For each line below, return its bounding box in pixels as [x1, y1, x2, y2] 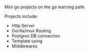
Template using [11, 38, 43, 44]
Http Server [11, 23, 35, 28]
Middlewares [11, 43, 38, 49]
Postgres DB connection [11, 33, 60, 39]
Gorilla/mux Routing [11, 28, 51, 33]
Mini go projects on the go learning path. [4, 4, 86, 10]
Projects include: [4, 13, 38, 19]
